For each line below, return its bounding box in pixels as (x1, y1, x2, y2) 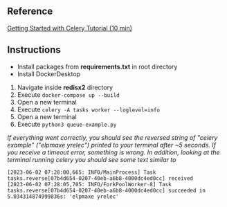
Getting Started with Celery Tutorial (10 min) (7, 24, 133, 32)
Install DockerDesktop (17, 69, 81, 78)
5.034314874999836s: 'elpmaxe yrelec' (7, 193, 119, 200)
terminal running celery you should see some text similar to (7, 155, 176, 163)
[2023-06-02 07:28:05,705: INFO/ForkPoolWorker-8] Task (7, 181, 172, 188)
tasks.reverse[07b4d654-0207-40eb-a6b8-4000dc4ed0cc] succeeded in (7, 187, 206, 194)
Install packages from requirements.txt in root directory (17, 62, 178, 71)
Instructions (7, 44, 61, 56)
